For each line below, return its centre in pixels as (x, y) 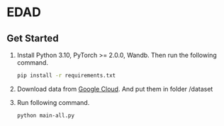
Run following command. (53, 102)
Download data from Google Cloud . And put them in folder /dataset (115, 89)
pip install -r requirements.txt (66, 75)
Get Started (33, 38)
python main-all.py (46, 115)
